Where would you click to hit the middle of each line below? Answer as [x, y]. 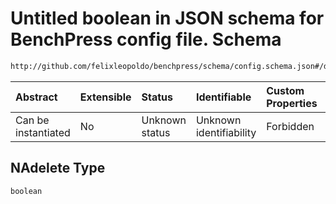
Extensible [105, 97]
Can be [32, 120]
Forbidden [290, 126]
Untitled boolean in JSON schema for [167, 18]
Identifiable [223, 97]
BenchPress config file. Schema [146, 39]
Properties [292, 103]
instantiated [43, 132]
